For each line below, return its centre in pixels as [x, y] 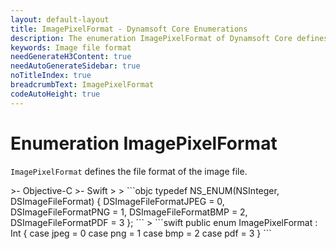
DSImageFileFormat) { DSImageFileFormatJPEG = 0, [117, 201]
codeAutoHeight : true [55, 94]
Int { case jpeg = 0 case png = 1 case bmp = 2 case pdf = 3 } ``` [141, 233]
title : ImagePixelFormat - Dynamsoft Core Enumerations [129, 29]
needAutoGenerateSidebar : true [75, 66]
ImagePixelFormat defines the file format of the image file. [129, 171]
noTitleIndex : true [51, 76]
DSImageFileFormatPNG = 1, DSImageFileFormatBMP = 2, [129, 212]
